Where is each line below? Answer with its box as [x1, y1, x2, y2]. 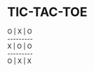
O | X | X [7, 56, 32, 65]
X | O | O [7, 42, 33, 50]
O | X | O [7, 27, 33, 35]
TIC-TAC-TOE [7, 4, 88, 20]
